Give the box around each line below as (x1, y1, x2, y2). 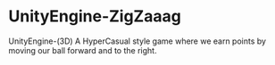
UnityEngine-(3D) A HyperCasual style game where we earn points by (8, 36, 267, 46)
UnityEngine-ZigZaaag (8, 6, 182, 27)
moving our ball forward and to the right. (8, 45, 157, 55)
